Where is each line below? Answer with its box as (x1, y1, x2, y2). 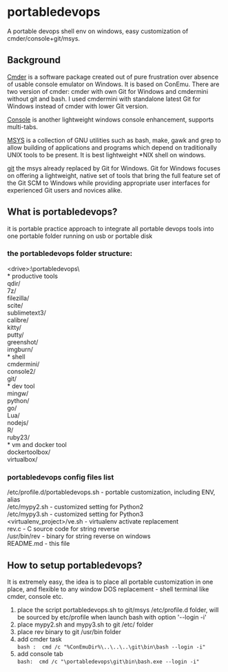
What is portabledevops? (7, 206, 118, 218)
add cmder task (17, 635, 62, 643)
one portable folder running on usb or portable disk (7, 232, 153, 240)
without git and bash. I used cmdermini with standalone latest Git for (7, 95, 201, 103)
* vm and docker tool (7, 440, 67, 448)
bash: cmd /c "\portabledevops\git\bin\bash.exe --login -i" (17, 658, 200, 665)
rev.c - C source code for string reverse (7, 525, 120, 533)
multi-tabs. (7, 122, 39, 131)
